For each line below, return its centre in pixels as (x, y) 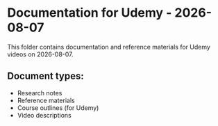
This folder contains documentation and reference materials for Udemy (109, 47)
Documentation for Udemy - (90, 13)
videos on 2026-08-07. (41, 54)
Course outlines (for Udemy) (58, 108)
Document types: (46, 76)
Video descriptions (44, 115)
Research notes (40, 93)
